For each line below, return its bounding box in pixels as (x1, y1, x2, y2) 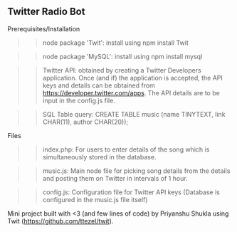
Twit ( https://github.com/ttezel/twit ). (7, 216, 114, 225)
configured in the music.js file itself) (42, 195, 148, 204)
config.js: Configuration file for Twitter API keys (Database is (42, 188, 221, 196)
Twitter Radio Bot (7, 6, 85, 18)
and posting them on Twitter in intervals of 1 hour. (42, 174, 188, 182)
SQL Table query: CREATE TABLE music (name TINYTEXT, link (42, 110, 226, 118)
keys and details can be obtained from (42, 81, 155, 90)
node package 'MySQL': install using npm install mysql (42, 52, 203, 60)
